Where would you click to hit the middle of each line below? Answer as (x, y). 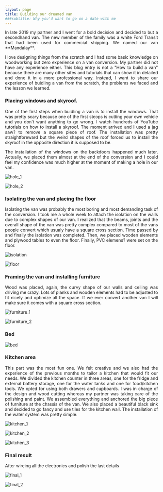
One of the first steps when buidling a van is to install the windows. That (81, 111)
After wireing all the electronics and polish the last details (62, 466)
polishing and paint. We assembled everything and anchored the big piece (81, 399)
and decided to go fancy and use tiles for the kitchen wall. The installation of (81, 409)
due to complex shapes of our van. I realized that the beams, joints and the (81, 220)
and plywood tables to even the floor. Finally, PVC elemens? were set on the (81, 240)
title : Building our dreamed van (39, 14)
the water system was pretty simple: (41, 414)
